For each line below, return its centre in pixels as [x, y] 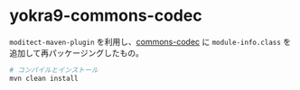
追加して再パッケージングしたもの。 [77, 53]
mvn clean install [44, 78]
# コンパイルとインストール [54, 70]
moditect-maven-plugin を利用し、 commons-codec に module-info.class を [150, 41]
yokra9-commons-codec [106, 16]
